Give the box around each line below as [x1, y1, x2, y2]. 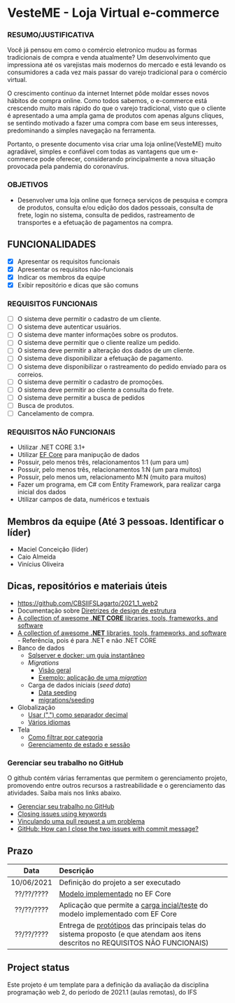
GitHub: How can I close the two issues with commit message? [17, 825, 199, 833]
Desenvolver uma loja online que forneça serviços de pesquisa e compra [17, 196, 228, 204]
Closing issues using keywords [17, 810, 107, 818]
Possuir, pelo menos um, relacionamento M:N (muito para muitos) [17, 473, 206, 482]
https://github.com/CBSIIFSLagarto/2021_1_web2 [17, 599, 159, 607]
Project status [7, 962, 70, 974]
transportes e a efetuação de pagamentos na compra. [17, 218, 173, 226]
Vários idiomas [27, 718, 71, 726]
